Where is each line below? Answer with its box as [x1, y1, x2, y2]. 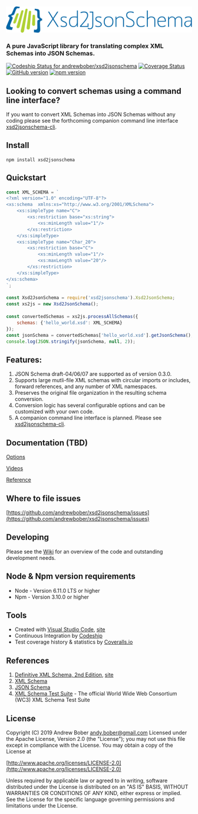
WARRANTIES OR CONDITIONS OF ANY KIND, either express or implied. [6, 789, 181, 796]
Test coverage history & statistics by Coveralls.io [14, 638, 133, 646]
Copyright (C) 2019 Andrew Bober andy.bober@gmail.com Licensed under [6, 729, 187, 736]
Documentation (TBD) [6, 438, 88, 448]
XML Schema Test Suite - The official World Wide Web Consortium [14, 690, 177, 697]
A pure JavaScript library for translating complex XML [6, 42, 164, 50]
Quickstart [6, 173, 47, 183]
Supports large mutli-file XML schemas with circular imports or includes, [14, 377, 191, 384]
